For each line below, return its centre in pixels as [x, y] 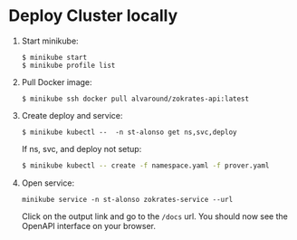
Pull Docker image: [57, 82]
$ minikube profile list [68, 65]
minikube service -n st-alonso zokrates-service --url [127, 199]
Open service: [48, 183]
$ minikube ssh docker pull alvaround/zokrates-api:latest [135, 99]
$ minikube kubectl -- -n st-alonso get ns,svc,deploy [129, 132]
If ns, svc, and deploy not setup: [81, 149]
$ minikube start [54, 57]
